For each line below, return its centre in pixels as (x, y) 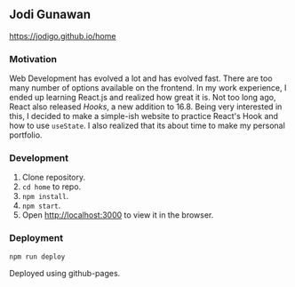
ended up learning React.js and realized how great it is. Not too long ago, (143, 98)
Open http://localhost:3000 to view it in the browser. (118, 215)
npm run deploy (37, 257)
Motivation (33, 59)
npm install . (45, 196)
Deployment (36, 238)
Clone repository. (54, 178)
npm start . (41, 206)
